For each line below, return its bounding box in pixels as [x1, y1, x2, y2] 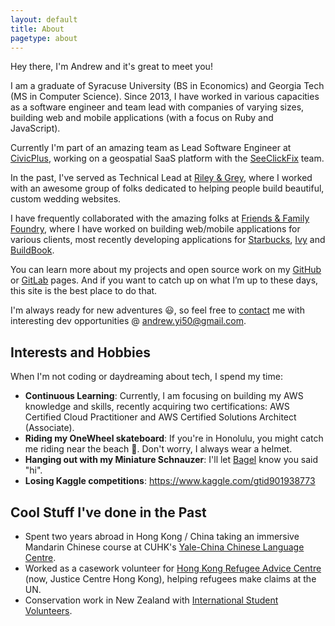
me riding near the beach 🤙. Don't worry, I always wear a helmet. [24, 443, 293, 455]
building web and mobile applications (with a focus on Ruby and [10, 112, 274, 124]
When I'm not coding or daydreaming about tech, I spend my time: [10, 371, 283, 383]
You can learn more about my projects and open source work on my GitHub [10, 264, 322, 276]
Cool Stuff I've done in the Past [10, 504, 207, 521]
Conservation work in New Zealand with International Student [24, 594, 279, 606]
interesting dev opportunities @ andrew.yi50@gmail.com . [10, 315, 247, 327]
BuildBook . [10, 244, 55, 256]
